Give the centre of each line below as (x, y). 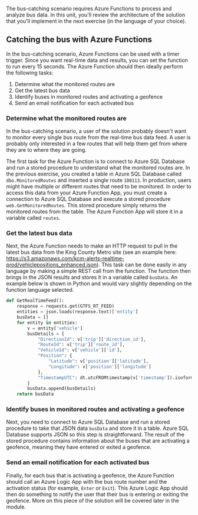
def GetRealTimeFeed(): (35, 301)
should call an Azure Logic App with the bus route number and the (87, 481)
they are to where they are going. (47, 150)
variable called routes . (33, 218)
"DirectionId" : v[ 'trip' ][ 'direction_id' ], (92, 339)
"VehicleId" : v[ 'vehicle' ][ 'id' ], (80, 350)
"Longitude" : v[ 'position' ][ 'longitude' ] (100, 366)
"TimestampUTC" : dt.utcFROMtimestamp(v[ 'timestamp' (102, 377)
